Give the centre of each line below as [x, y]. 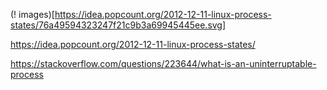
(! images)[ [32, 14]
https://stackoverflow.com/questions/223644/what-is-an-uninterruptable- [163, 63]
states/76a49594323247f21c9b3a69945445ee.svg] [118, 25]
